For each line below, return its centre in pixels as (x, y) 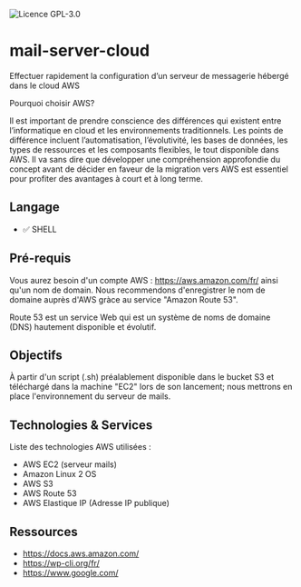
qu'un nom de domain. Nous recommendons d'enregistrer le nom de (137, 290)
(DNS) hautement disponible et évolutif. (83, 326)
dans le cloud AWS (44, 85)
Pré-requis (40, 259)
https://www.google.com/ (70, 573)
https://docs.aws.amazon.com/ (81, 553)
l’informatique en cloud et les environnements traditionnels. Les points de (146, 130)
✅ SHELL (39, 229)
